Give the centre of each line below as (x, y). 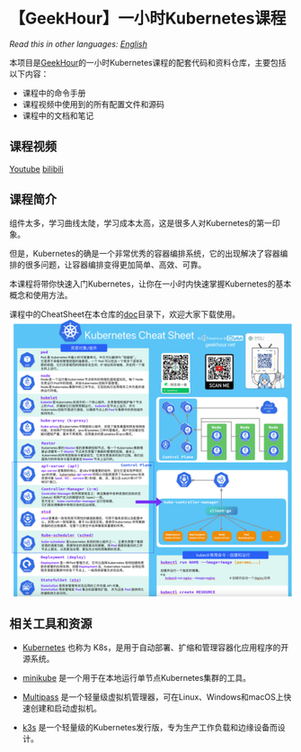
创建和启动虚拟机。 (66, 708)
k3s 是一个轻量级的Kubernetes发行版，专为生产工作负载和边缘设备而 (150, 727)
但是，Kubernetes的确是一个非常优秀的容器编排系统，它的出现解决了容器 (145, 253)
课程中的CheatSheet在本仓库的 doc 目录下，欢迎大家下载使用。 (125, 314)
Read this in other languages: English (79, 44)
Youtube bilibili (37, 168)
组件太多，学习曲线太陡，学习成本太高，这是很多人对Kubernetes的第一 (141, 222)
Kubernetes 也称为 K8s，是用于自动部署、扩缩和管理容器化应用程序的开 (155, 647)
